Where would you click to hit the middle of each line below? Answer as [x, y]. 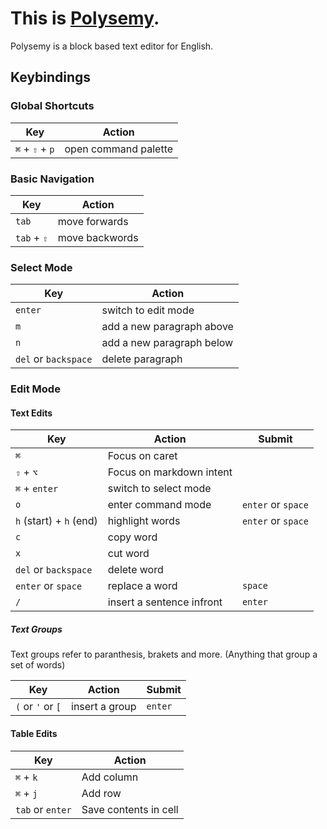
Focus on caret [142, 456]
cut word [128, 554]
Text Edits [31, 413]
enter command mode [159, 505]
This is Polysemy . [85, 18]
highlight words [144, 521]
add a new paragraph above [167, 327]
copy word [132, 537]
